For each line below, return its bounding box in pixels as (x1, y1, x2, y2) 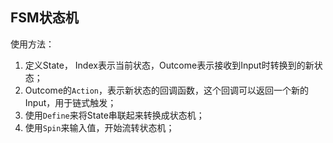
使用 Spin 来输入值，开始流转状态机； (24, 121, 175, 133)
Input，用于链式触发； (24, 96, 117, 108)
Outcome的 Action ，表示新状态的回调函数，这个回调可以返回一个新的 (24, 84, 309, 96)
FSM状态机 (10, 9, 79, 27)
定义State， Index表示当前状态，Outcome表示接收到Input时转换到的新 (24, 59, 315, 71)
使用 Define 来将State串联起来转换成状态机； (24, 109, 205, 121)
